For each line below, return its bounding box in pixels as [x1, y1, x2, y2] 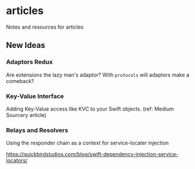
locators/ [6, 157, 28, 164]
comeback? [6, 77, 34, 84]
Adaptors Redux [6, 58, 53, 66]
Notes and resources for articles [6, 23, 83, 30]
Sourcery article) [6, 111, 47, 118]
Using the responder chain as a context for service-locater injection [6, 139, 169, 147]
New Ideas [6, 40, 46, 50]
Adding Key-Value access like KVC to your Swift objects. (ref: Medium [6, 105, 174, 112]
